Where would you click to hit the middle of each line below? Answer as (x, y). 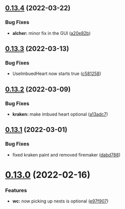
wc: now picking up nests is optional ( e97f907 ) (60, 201)
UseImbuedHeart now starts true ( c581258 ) (57, 73)
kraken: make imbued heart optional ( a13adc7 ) (60, 114)
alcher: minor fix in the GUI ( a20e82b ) (51, 33)
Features (16, 190)
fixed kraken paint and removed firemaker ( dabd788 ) (66, 155)
